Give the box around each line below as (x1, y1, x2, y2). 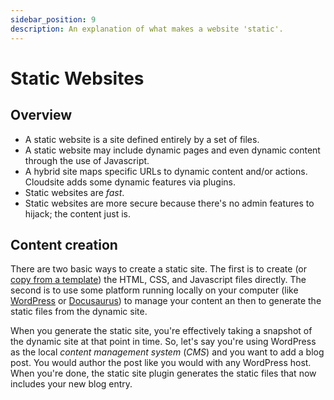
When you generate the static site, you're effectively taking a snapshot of (10, 325, 313, 337)
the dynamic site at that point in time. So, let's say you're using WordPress (10, 336, 317, 348)
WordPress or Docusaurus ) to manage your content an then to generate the (10, 295, 322, 307)
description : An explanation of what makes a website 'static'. (10, 24, 284, 34)
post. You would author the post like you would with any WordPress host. (10, 357, 312, 369)
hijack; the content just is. (24, 207, 131, 220)
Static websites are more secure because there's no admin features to (24, 197, 315, 209)
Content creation (10, 236, 118, 253)
